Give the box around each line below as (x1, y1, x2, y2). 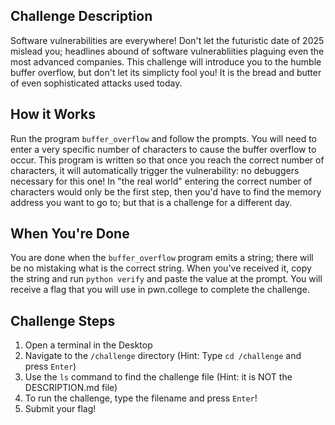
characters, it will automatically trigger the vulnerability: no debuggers (10, 164, 300, 176)
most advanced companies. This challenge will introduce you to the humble (10, 55, 322, 68)
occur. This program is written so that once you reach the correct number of (10, 154, 325, 166)
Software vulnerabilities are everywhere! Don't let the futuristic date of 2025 (10, 34, 325, 46)
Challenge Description (10, 8, 153, 25)
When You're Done (10, 225, 130, 243)
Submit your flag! (24, 403, 97, 415)
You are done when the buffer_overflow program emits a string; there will (10, 252, 314, 264)
